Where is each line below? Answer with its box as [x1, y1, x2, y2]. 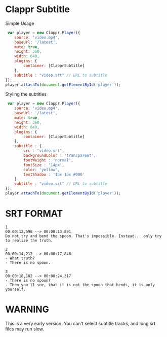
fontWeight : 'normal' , [23, 157, 73, 163]
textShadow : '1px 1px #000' [23, 172, 85, 177]
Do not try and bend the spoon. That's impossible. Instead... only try [5, 233, 162, 239]
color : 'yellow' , [23, 167, 60, 172]
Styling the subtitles [5, 91, 47, 97]
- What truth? [5, 255, 35, 261]
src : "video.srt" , [23, 148, 65, 153]
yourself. [5, 287, 26, 292]
